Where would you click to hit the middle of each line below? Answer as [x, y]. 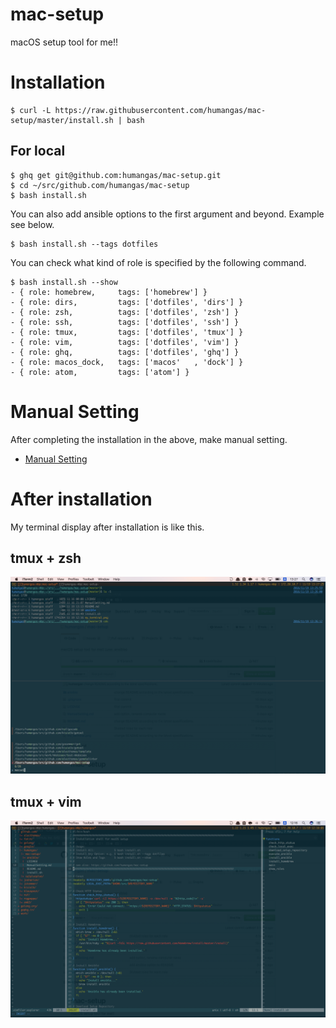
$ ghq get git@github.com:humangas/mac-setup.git [116, 175]
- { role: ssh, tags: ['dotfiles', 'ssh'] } [125, 322]
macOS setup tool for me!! [64, 42]
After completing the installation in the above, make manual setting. [149, 439]
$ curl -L [31, 110]
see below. [32, 224]
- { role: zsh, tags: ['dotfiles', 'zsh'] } [125, 312]
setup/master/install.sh [62, 120]
